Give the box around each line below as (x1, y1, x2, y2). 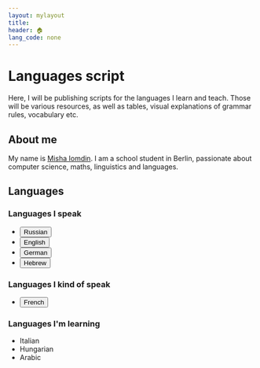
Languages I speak (8, 208, 82, 219)
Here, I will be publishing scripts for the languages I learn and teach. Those (8, 94, 251, 103)
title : (8, 19, 30, 27)
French (23, 298, 45, 307)
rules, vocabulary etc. (8, 110, 79, 120)
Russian (23, 227, 48, 236)
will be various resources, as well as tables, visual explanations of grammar (8, 101, 252, 111)
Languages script (8, 68, 125, 85)
